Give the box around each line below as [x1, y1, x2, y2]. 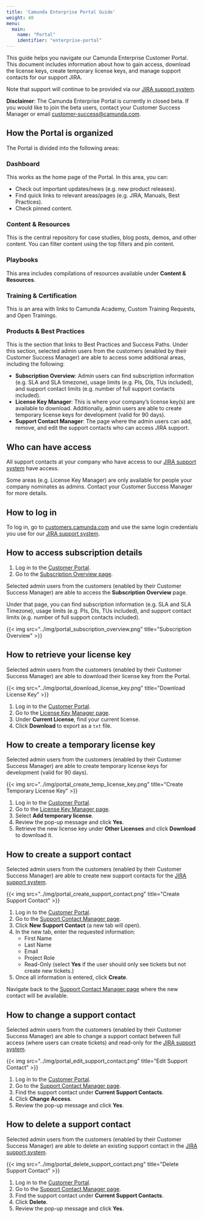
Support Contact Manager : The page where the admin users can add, [15, 418, 192, 425]
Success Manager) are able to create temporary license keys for [6, 762, 168, 770]
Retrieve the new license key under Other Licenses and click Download [15, 825, 196, 832]
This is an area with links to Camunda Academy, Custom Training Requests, [6, 305, 196, 312]
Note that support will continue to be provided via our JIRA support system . [6, 86, 196, 92]
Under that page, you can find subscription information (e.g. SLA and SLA [6, 600, 191, 608]
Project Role [24, 954, 55, 962]
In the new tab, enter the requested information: [15, 928, 136, 936]
